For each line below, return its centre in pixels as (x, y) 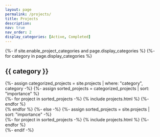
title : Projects (22, 19)
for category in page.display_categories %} (48, 56)
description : (18, 23)
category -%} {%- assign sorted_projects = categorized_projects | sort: (77, 88)
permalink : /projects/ (28, 14)
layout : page (18, 10)
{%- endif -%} (20, 130)
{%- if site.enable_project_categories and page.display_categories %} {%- (80, 51)
